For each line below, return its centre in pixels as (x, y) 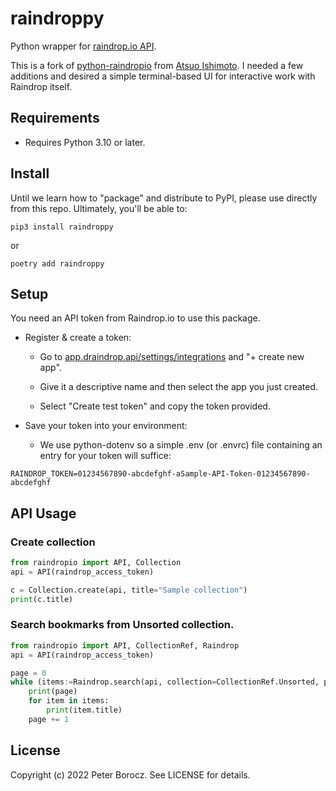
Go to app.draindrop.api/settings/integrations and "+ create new (172, 357)
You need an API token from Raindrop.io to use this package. (135, 318)
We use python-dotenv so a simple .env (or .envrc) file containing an (181, 445)
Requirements (55, 118)
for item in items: (69, 701)
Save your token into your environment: (106, 426)
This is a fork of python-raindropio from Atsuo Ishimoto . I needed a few (157, 65)
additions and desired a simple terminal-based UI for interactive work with (163, 76)
